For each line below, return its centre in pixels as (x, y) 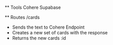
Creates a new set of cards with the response (60, 32)
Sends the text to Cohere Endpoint (48, 27)
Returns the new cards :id (39, 38)
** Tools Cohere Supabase (33, 7)
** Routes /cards (22, 17)
